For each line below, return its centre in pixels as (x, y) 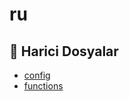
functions (43, 86)
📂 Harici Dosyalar (64, 51)
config (37, 75)
